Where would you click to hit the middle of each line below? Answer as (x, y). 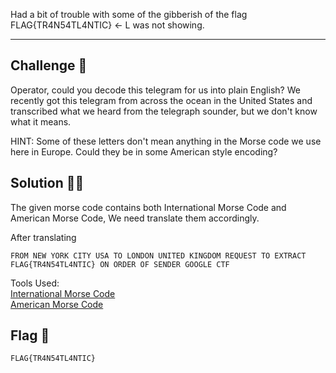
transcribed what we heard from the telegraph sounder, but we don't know (164, 111)
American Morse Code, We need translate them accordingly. (135, 218)
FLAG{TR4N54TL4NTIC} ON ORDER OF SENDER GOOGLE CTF (120, 264)
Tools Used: (35, 283)
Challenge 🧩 (49, 65)
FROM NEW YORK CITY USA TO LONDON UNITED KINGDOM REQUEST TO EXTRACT (158, 255)
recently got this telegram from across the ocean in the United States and (161, 100)
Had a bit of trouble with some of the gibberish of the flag (129, 14)
